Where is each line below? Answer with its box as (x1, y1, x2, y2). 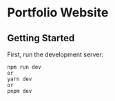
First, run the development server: (7, 50, 104, 58)
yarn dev (7, 76, 32, 82)
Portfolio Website (7, 5, 109, 21)
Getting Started (7, 32, 75, 44)
